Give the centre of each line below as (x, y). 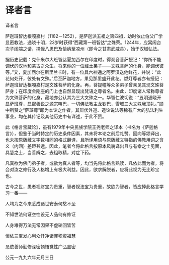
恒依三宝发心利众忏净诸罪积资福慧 (40, 236)
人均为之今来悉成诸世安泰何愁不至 (40, 203)
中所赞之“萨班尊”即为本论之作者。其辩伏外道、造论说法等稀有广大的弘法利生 (84, 110)
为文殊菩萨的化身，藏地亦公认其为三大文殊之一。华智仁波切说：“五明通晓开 (83, 97)
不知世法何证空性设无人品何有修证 (40, 214)
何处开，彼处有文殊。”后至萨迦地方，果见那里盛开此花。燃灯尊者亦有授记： (87, 78)
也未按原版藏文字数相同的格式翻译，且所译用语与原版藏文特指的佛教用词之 (82, 140)
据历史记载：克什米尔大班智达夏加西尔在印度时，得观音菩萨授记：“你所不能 (83, 59)
